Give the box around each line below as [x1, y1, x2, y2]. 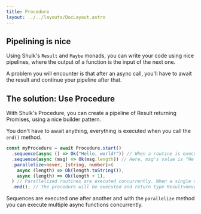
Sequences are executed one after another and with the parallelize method [6, 195, 195, 202]
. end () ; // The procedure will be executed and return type [11, 184, 165, 190]
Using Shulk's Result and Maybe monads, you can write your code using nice [6, 52, 194, 60]
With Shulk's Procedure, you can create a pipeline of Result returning [6, 110, 176, 117]
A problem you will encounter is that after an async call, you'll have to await [6, 70, 193, 77]
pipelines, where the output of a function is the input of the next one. [6, 58, 176, 66]
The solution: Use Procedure [6, 94, 115, 104]
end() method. [6, 134, 42, 141]
